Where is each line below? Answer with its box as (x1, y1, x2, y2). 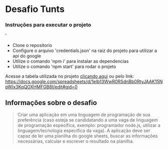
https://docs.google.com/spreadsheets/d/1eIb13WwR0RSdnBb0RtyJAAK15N (5, 78, 163, 84)
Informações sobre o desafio (5, 98, 97, 107)
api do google (12, 53, 41, 59)
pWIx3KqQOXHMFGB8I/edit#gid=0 (5, 84, 78, 90)
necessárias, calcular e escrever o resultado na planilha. (17, 138, 134, 144)
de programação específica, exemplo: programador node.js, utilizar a (17, 122, 160, 128)
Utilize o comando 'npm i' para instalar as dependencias (12, 58, 129, 64)
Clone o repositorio (12, 42, 53, 48)
